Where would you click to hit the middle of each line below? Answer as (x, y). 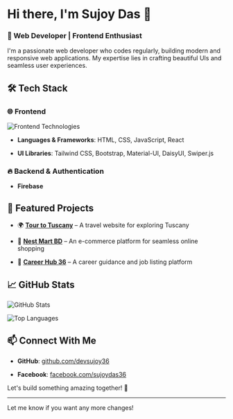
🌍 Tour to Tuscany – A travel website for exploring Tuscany (103, 225)
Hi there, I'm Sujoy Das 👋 (79, 14)
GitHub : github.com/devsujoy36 (63, 361)
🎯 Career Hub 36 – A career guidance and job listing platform (105, 262)
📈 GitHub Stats (41, 284)
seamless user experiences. (48, 66)
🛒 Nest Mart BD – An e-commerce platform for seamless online (108, 241)
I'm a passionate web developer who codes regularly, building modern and (114, 51)
